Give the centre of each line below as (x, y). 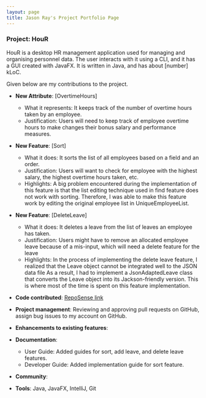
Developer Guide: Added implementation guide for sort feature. (104, 364)
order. (32, 164)
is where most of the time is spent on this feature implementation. (107, 285)
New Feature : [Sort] (40, 145)
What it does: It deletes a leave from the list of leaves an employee (108, 227)
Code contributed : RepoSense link (59, 297)
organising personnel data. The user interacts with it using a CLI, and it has (101, 59)
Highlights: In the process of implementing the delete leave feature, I (111, 259)
